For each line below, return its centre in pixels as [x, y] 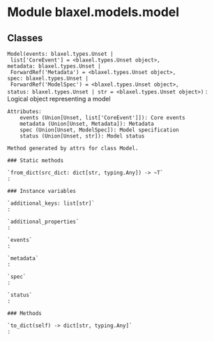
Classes [25, 38]
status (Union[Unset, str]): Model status [82, 136]
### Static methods [36, 161]
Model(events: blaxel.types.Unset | [60, 54]
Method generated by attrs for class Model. [73, 148]
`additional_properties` [43, 222]
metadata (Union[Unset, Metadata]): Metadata [87, 124]
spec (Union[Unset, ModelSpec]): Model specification [99, 130]
